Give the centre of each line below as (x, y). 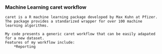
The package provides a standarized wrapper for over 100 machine (74, 21)
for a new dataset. (25, 38)
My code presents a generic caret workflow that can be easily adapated (80, 34)
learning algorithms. (27, 26)
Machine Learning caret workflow (46, 7)
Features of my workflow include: (40, 42)
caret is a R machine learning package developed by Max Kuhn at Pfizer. (81, 17)
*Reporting (25, 47)
